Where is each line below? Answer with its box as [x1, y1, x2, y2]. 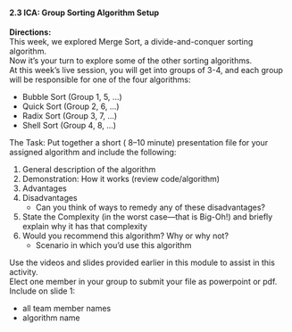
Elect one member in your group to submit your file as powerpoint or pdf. [9, 277, 278, 287]
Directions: [9, 27, 52, 37]
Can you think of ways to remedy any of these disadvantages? [35, 202, 266, 213]
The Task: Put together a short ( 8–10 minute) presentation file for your [9, 137, 269, 148]
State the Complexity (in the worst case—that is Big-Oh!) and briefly [21, 212, 273, 222]
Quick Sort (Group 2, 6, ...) [21, 101, 120, 112]
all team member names [21, 303, 112, 314]
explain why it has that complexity [21, 221, 147, 232]
